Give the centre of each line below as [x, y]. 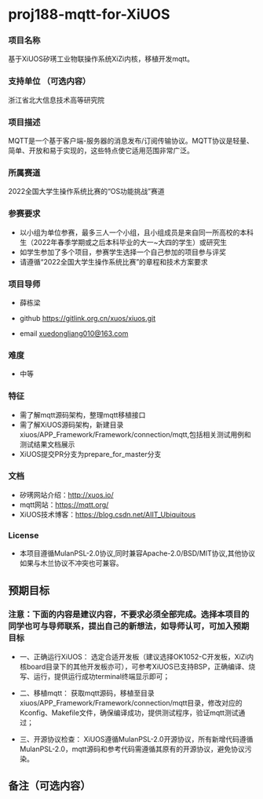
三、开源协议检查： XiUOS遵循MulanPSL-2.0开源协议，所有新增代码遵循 [136, 739]
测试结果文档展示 [47, 444]
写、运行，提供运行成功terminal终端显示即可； [95, 676]
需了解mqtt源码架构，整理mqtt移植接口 [82, 414]
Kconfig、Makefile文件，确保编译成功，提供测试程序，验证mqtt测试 [129, 713]
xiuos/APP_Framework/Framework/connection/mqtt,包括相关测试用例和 [135, 434]
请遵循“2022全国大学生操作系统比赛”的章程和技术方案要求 [113, 261]
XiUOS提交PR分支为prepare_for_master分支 [90, 454]
